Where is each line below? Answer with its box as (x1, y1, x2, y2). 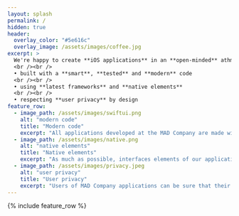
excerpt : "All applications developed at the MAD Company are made (20, 129, 224, 136)
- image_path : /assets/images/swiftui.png (14, 109, 142, 117)
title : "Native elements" (20, 149, 97, 156)
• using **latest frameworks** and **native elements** (14, 83, 183, 90)
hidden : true (7, 23, 46, 31)
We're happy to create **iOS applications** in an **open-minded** (14, 57, 218, 64)
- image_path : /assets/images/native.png (14, 136, 139, 143)
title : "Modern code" (20, 122, 84, 130)
